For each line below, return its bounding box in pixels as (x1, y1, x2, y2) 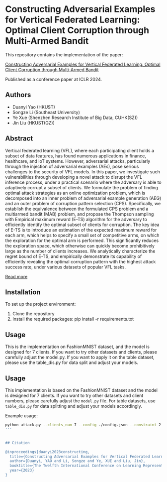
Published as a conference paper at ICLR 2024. (5, 76, 102, 82)
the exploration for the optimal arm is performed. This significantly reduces (5, 238, 159, 243)
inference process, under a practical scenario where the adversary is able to (5, 179, 162, 185)
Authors (5, 91, 31, 99)
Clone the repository (12, 311, 55, 317)
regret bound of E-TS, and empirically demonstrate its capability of (5, 253, 142, 259)
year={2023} (9, 468, 35, 473)
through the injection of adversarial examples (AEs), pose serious (5, 163, 139, 169)
